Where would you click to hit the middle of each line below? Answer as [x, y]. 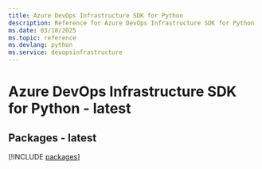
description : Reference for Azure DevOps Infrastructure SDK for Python [131, 23]
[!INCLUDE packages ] [44, 157]
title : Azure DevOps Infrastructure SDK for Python [96, 15]
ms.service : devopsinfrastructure [66, 52]
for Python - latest [70, 109]
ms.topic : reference [43, 38]
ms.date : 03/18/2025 [43, 30]
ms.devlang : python [41, 45]
